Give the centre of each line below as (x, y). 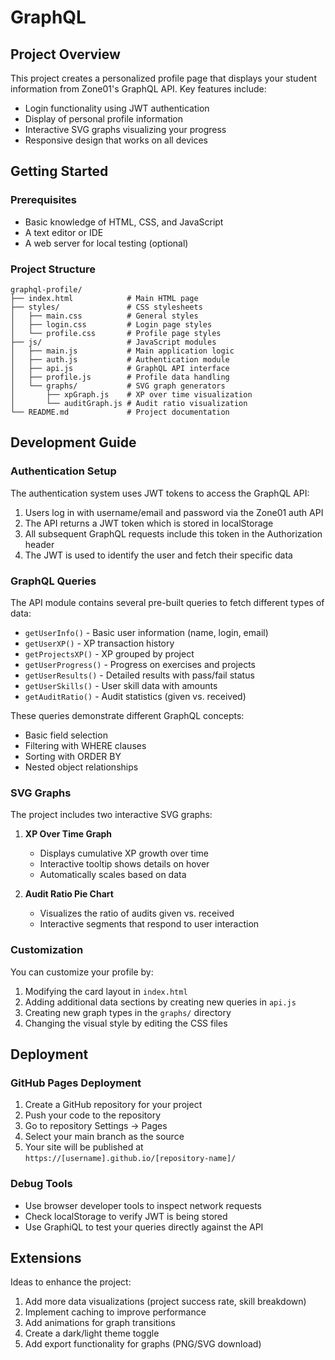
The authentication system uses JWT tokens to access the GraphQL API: (160, 493)
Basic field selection (66, 735)
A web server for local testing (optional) (106, 243)
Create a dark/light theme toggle (92, 1333)
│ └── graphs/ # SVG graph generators (118, 386)
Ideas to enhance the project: (71, 1282)
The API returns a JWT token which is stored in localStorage (149, 523)
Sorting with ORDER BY (73, 756)
